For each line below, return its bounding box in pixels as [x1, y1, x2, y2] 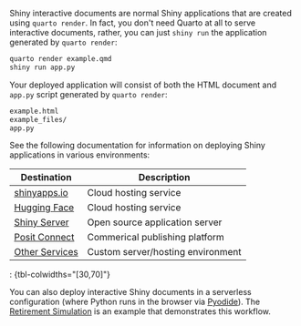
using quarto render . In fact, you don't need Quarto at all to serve [9, 17, 256, 28]
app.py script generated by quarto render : [9, 88, 168, 99]
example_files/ [9, 115, 67, 124]
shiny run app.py [9, 63, 76, 72]
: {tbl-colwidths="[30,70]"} [9, 269, 111, 280]
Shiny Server [14, 216, 70, 229]
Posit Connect [14, 231, 75, 244]
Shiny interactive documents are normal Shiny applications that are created [9, 8, 292, 18]
